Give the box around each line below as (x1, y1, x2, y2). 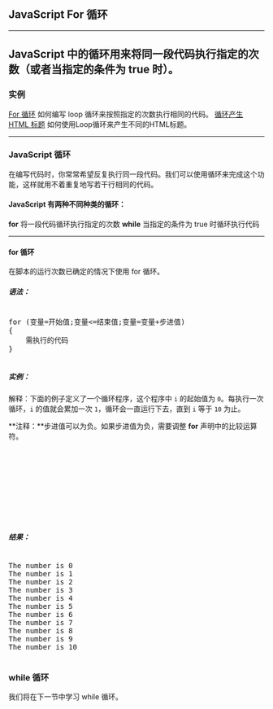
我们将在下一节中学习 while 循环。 (8, 692, 123, 702)
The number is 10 (8, 642, 77, 652)
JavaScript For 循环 (8, 7, 108, 22)
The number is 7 (8, 618, 73, 628)
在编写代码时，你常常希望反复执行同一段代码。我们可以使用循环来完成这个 (8, 169, 258, 179)
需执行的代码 (25, 336, 69, 345)
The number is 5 (8, 602, 73, 611)
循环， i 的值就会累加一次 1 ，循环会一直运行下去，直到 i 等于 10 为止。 (8, 404, 245, 414)
